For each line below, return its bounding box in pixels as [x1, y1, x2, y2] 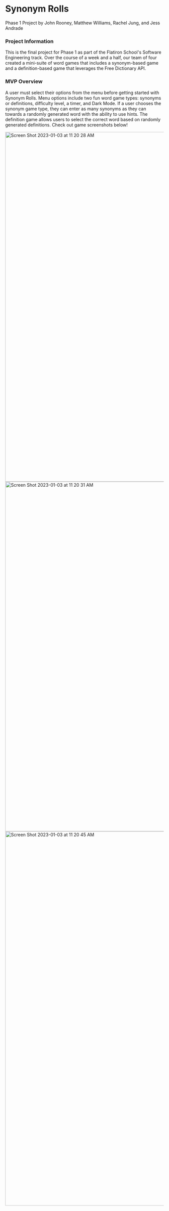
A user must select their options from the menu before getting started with [5, 89, 159, 96]
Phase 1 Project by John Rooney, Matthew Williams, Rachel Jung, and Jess [5, 20, 160, 26]
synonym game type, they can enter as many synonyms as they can [5, 106, 146, 112]
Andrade [5, 25, 24, 31]
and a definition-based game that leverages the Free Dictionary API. [5, 65, 146, 71]
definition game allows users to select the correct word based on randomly [5, 116, 161, 122]
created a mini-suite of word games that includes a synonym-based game [5, 60, 158, 66]
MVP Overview [5, 78, 43, 85]
